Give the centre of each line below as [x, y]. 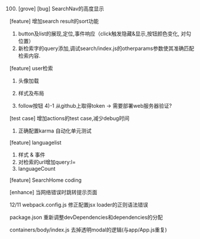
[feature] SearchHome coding [45, 180]
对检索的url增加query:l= [47, 162]
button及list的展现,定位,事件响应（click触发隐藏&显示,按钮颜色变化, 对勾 [104, 34]
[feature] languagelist [35, 142]
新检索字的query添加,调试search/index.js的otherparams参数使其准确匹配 [106, 48]
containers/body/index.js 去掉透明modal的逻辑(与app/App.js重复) [88, 230]
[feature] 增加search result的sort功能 [54, 21]
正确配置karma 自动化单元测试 [55, 131]
